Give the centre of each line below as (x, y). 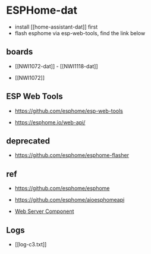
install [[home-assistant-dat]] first (56, 27)
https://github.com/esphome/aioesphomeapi (70, 200)
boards (20, 52)
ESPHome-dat (42, 10)
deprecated (28, 141)
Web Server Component (44, 211)
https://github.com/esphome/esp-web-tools (69, 111)
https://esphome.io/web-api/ (50, 122)
